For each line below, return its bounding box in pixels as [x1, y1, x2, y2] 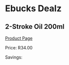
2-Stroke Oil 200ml [5, 22, 65, 31]
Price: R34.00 [5, 45, 33, 50]
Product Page [5, 35, 33, 41]
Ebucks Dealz [5, 3, 62, 14]
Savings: [5, 54, 23, 60]
